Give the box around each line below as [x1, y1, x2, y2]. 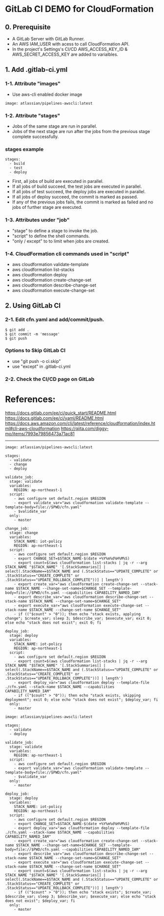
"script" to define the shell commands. [12, 233, 90, 239]
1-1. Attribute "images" [5, 80, 61, 87]
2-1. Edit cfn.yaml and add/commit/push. [5, 316, 104, 323]
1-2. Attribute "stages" [5, 112, 60, 119]
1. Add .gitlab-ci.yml [5, 66, 68, 74]
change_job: [5, 526, 29, 531]
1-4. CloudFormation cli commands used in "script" [5, 250, 129, 257]
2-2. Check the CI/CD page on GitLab [5, 376, 95, 382]
